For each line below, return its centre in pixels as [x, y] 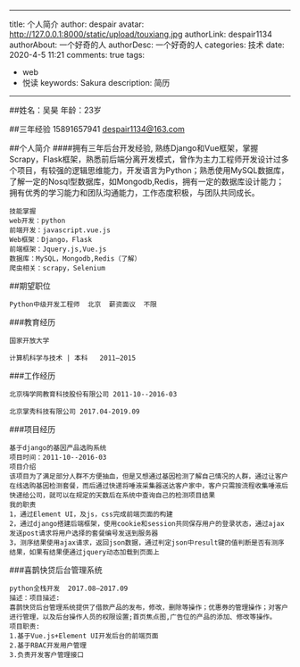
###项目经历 [33, 429]
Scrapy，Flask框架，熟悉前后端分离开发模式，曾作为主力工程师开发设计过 [145, 159]
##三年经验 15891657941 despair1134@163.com [97, 129]
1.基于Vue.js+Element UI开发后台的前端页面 [84, 636]
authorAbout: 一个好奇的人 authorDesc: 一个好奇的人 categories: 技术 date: [147, 45]
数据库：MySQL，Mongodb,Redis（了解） [75, 259]
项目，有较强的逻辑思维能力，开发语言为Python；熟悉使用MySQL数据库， [153, 170]
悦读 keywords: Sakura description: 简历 [96, 83]
